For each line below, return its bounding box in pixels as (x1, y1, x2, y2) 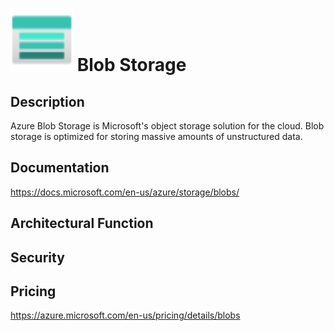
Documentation (10, 159, 110, 177)
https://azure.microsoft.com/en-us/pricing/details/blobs (10, 309, 241, 322)
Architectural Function (10, 215, 154, 232)
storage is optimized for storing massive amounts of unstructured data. (10, 131, 303, 142)
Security (10, 249, 65, 266)
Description (10, 93, 85, 110)
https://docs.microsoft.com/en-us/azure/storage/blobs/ (10, 186, 240, 198)
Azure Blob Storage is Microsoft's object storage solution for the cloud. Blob (10, 120, 325, 132)
